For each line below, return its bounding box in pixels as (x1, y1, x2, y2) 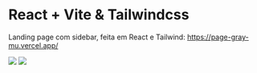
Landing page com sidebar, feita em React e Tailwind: (8, 32, 186, 42)
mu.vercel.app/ (8, 40, 59, 50)
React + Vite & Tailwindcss (8, 6, 190, 24)
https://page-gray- (187, 32, 249, 42)
